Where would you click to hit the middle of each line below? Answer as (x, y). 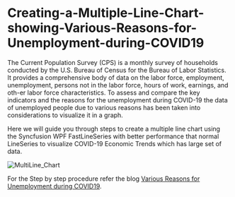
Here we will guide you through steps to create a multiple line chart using (114, 129)
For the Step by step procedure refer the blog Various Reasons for (104, 179)
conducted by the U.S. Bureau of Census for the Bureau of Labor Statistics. (117, 70)
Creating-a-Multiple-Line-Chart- (106, 13)
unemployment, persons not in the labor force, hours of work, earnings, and (118, 85)
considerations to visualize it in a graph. (65, 115)
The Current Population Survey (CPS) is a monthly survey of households (113, 62)
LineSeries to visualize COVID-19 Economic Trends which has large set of (114, 143)
